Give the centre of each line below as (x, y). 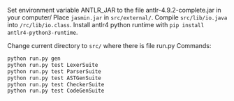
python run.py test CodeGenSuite (56, 91)
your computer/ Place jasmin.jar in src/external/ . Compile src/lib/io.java (117, 17)
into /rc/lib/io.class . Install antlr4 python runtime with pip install (106, 25)
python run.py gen (34, 59)
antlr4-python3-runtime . (43, 32)
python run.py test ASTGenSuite (54, 78)
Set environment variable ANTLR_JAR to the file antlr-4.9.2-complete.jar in (114, 10)
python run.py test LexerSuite (53, 65)
